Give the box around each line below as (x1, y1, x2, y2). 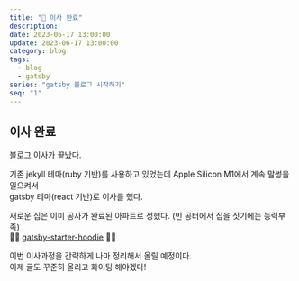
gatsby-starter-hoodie (22, 231, 104, 243)
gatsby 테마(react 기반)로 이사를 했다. (9, 191, 144, 203)
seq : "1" (9, 88, 42, 97)
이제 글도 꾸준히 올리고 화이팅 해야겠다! (9, 262, 147, 273)
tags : (9, 55, 30, 64)
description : (9, 22, 59, 31)
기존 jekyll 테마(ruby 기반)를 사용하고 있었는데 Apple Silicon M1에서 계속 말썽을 (9, 168, 290, 180)
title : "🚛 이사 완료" (9, 13, 83, 23)
